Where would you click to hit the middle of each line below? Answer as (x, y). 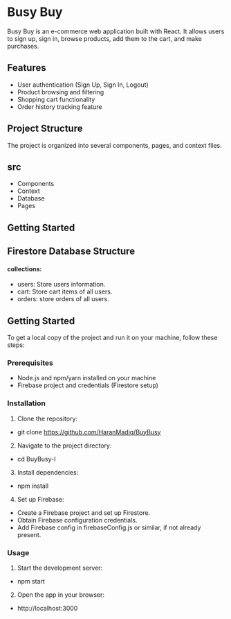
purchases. (23, 46)
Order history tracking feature (59, 107)
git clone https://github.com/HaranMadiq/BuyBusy (89, 432)
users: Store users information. (61, 285)
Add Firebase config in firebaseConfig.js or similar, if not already (109, 527)
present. (29, 534)
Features (27, 68)
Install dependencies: (48, 472)
